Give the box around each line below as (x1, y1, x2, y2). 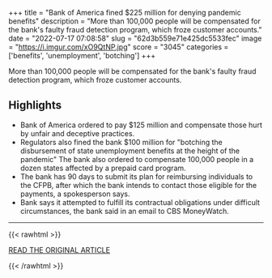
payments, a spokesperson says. (19, 189, 130, 199)
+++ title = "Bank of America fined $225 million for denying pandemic (8, 8, 241, 17)
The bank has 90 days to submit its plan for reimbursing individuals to (19, 171, 253, 182)
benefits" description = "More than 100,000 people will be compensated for (8, 16, 261, 26)
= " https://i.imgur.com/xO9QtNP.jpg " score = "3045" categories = (8, 42, 229, 52)
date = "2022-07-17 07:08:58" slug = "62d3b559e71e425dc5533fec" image (8, 33, 262, 43)
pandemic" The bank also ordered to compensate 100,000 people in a (19, 154, 254, 164)
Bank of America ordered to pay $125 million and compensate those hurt (19, 120, 263, 130)
